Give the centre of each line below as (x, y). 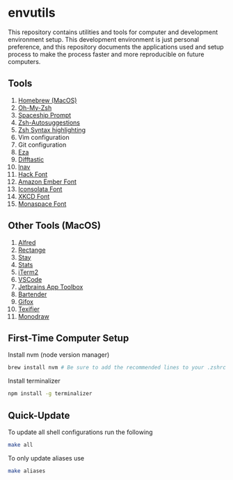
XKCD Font (34, 196)
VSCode (30, 279)
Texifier (29, 309)
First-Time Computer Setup (69, 338)
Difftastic (31, 159)
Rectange (32, 250)
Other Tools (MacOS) (55, 226)
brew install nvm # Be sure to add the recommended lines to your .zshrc (117, 368)
